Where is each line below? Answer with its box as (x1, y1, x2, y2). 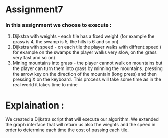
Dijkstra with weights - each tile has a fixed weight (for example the (12, 33, 155, 39)
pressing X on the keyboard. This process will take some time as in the (12, 76, 162, 82)
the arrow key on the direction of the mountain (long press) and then (12, 71, 157, 77)
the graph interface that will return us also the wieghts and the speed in (5, 122, 156, 128)
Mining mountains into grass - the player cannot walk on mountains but (12, 60, 163, 66)
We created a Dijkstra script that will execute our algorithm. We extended (5, 116, 159, 122)
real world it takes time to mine (12, 82, 78, 88)
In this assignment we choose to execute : (5, 22, 112, 29)
